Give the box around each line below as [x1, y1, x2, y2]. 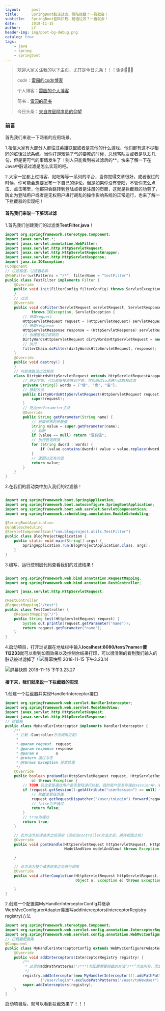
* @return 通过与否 [16, 755, 53, 760]
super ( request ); [31, 396, 65, 401]
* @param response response [16, 746, 74, 752]
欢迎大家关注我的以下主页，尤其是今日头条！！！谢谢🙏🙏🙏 [17, 67, 134, 73]
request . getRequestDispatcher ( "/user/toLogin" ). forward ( [31, 796, 151, 801]
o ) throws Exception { [31, 778, 78, 784]
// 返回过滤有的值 [31, 455, 64, 461]
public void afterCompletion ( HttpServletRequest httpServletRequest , [14, 873, 160, 878]
